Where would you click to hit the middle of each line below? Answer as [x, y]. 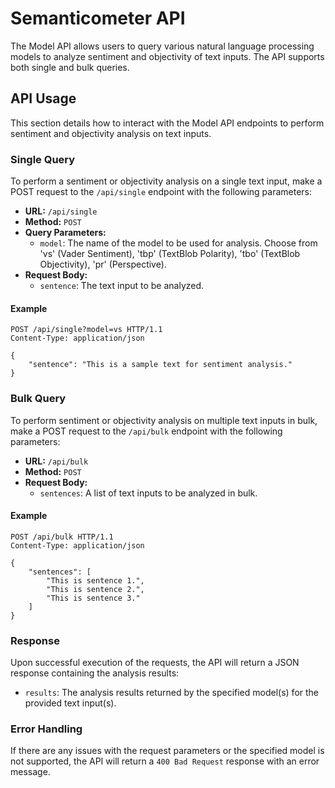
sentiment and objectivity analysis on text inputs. [111, 133]
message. [30, 772]
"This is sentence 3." [93, 598]
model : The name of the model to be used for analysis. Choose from [178, 243]
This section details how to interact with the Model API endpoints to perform [167, 123]
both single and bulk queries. [70, 67]
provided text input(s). [70, 703]
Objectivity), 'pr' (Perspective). [103, 264]
